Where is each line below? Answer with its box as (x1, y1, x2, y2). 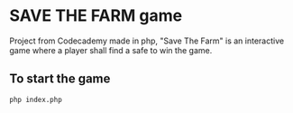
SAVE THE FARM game (9, 5, 183, 26)
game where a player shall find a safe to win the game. (9, 44, 213, 55)
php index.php (9, 95, 63, 104)
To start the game (9, 71, 111, 87)
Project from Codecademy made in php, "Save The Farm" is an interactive (9, 35, 285, 46)
